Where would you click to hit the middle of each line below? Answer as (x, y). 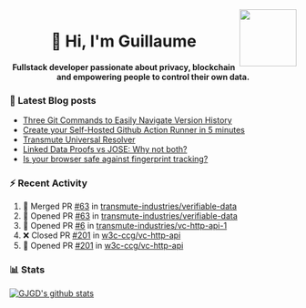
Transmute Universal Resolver (79, 139)
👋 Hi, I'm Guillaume (124, 41)
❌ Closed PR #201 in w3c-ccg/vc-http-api (102, 235)
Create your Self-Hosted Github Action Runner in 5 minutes (134, 130)
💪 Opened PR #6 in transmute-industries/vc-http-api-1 (125, 226)
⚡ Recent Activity (49, 183)
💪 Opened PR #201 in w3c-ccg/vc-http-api (103, 246)
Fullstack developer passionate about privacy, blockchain (124, 67)
